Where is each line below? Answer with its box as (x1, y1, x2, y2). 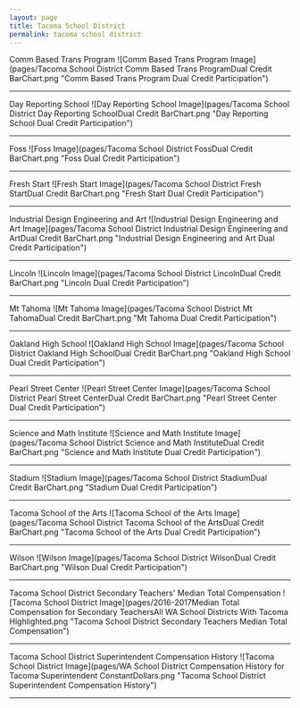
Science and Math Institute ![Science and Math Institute (9, 428, 213, 439)
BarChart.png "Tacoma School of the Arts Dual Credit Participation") (9, 527, 261, 537)
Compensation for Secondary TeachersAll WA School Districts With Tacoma (9, 607, 288, 618)
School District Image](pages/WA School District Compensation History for (9, 661, 285, 671)
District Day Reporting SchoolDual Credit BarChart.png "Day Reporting (9, 108, 269, 119)
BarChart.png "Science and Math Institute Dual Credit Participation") (9, 447, 262, 458)
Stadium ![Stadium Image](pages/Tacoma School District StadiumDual (9, 473, 268, 484)
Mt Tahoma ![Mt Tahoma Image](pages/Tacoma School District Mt (9, 303, 253, 314)
